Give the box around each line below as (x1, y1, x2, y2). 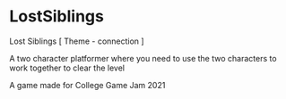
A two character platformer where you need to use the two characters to (9, 53, 277, 63)
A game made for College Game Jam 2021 (9, 79, 166, 90)
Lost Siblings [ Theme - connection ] (9, 36, 145, 46)
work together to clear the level (9, 62, 126, 73)
